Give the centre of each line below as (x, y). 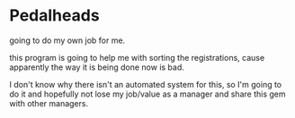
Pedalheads (55, 16)
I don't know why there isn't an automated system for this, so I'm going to (146, 84)
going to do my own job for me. (67, 40)
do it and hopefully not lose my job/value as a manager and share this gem (147, 94)
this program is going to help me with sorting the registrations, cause (137, 57)
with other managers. (49, 103)
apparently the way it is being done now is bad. (97, 67)
